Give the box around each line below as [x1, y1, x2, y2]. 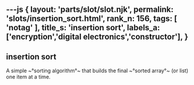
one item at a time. [6, 73, 51, 80]
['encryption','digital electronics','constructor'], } [6, 32, 188, 42]
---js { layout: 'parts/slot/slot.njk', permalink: [6, 5, 174, 15]
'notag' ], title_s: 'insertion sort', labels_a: [6, 23, 160, 33]
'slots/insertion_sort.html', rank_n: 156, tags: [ [6, 14, 178, 24]
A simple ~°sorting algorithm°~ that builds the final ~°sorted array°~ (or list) [6, 67, 189, 75]
